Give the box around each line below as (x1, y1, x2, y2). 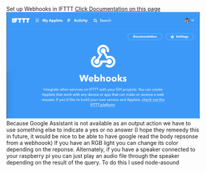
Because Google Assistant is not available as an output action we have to (6, 120, 191, 127)
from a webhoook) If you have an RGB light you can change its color (6, 139, 179, 147)
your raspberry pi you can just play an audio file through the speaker (6, 152, 180, 160)
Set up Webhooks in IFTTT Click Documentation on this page (6, 6, 161, 12)
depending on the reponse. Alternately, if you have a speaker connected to (6, 146, 196, 153)
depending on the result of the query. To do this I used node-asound (6, 159, 180, 166)
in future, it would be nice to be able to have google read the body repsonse (6, 133, 198, 140)
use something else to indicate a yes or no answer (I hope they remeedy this (6, 126, 199, 134)
